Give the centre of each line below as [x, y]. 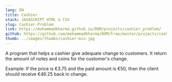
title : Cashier [21, 15]
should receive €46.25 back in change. [47, 74]
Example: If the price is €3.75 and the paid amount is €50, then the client [82, 68]
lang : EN [15, 10]
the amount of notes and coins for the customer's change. [67, 58]
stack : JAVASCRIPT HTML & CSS [38, 19]
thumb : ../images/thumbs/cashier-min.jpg [50, 39]
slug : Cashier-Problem [29, 24]
